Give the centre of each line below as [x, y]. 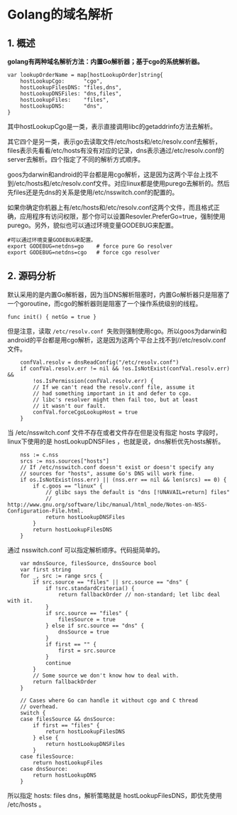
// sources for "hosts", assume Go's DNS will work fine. [108, 473]
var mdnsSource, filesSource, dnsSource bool [89, 563]
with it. [20, 601]
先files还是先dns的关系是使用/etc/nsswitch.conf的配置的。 [93, 192]
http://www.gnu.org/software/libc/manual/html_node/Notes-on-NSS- [108, 505]
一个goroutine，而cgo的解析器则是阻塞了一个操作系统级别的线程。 [105, 303]
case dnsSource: [44, 769]
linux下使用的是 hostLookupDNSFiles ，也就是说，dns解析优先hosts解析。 [116, 441]
